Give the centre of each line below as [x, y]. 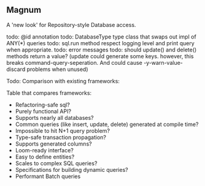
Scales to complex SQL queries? [56, 163]
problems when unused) [57, 69]
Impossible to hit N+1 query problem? [63, 130]
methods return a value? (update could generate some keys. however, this [100, 56]
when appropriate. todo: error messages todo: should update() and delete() [102, 50]
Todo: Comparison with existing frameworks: [63, 81]
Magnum [24, 10]
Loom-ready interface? [44, 150]
